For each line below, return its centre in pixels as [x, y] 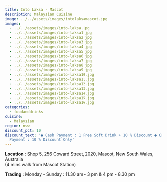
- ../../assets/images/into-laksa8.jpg [51, 65]
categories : [17, 107]
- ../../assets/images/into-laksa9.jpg [51, 70]
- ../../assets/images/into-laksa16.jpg [52, 103]
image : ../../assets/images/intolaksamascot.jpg [56, 19]
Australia [14, 159]
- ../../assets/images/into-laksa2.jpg [51, 38]
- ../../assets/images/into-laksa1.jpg [51, 33]
